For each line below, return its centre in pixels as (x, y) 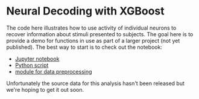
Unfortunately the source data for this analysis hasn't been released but (96, 83)
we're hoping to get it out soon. (45, 89)
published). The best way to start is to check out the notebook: (84, 47)
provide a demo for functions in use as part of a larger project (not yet (93, 40)
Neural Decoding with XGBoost (85, 11)
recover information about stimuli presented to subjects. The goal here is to (100, 34)
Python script (32, 65)
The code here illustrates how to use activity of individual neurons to (91, 28)
